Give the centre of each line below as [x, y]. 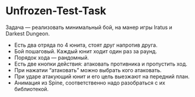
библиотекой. [31, 89]
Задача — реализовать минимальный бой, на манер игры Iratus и [89, 27]
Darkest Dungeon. [28, 33]
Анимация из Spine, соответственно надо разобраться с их [89, 83]
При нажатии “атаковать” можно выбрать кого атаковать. [88, 70]
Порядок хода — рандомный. [52, 57]
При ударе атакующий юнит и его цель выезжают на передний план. [102, 76]
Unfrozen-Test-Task [56, 11]
